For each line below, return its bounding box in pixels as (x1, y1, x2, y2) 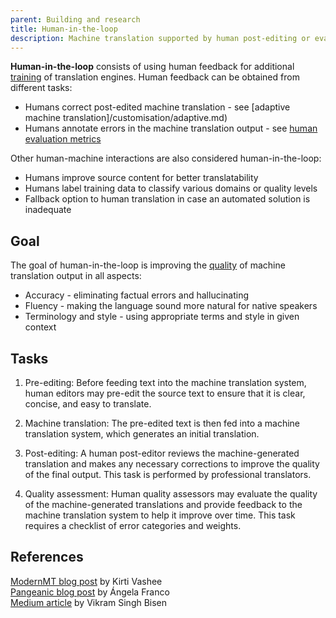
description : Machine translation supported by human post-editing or (10, 33, 311, 43)
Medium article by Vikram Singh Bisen (10, 596, 168, 608)
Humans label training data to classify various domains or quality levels (24, 182, 318, 195)
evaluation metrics (24, 133, 102, 145)
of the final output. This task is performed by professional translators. (24, 469, 312, 480)
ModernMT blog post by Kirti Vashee (10, 575, 163, 587)
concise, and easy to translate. (24, 398, 152, 410)
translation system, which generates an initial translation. (24, 428, 260, 440)
